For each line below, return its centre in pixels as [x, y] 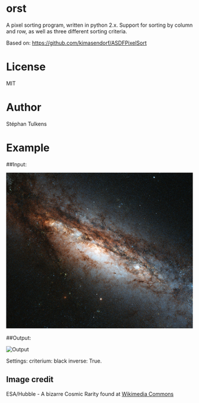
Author [24, 107]
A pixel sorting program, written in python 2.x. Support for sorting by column [99, 25]
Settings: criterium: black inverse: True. [54, 361]
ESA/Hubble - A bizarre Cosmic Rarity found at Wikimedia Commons [90, 393]
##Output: [19, 338]
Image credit [30, 380]
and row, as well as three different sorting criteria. [67, 31]
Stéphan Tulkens [27, 124]
